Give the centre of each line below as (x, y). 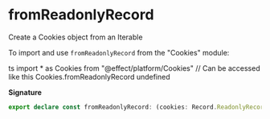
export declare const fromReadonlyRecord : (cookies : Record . (113, 107)
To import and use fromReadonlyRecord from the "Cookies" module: (119, 52)
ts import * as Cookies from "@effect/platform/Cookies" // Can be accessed (134, 68)
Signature (25, 92)
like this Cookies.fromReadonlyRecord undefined (89, 76)
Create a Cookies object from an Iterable (76, 37)
